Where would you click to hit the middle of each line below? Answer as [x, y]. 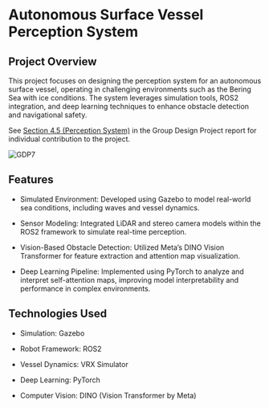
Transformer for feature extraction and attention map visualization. [130, 255]
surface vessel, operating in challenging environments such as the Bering [130, 89]
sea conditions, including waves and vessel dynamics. [110, 207]
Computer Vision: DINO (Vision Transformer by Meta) [108, 395]
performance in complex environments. [85, 288]
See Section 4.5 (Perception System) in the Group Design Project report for [132, 131]
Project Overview [53, 61]
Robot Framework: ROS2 [61, 349]
